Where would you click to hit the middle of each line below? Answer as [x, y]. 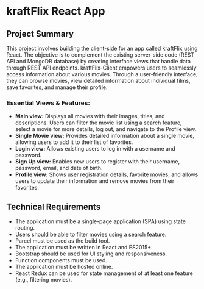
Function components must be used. [61, 260]
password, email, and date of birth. [59, 168]
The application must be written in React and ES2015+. [84, 248]
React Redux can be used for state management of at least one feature [104, 273]
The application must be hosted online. [64, 267]
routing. [25, 228]
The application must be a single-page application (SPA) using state [100, 221]
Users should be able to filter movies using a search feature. [91, 234]
